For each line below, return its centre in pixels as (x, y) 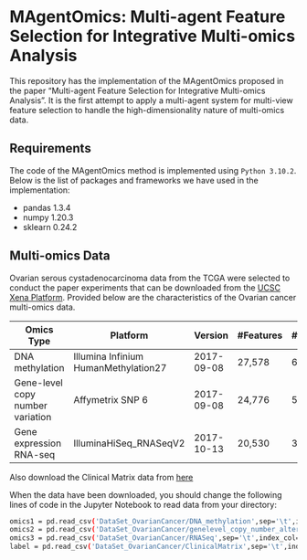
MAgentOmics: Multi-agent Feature (148, 17)
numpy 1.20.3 (48, 217)
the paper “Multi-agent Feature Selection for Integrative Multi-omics (138, 90)
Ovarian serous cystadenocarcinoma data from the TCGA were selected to (150, 278)
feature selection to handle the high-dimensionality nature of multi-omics (147, 110)
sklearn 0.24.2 (50, 227)
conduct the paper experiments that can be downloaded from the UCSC (145, 287)
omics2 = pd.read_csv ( (53, 530)
